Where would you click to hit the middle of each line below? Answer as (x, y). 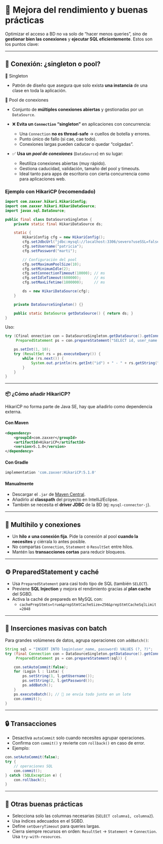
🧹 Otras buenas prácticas (44, 804)
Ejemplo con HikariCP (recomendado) (50, 191)
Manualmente (19, 483)
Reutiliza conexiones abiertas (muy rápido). (63, 163)
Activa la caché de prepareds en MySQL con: (57, 599)
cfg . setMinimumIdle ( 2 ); (46, 269)
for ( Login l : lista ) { (39, 672)
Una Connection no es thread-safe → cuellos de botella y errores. (85, 134)
